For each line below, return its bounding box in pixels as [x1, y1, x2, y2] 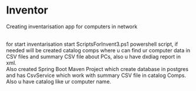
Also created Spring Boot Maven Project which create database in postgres [6, 65, 189, 72]
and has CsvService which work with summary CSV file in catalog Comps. [6, 72, 187, 79]
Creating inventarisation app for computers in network [6, 23, 138, 30]
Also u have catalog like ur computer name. [6, 77, 112, 85]
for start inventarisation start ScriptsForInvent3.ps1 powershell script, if [6, 41, 178, 48]
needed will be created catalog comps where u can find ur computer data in [6, 46, 190, 53]
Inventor [6, 4, 48, 17]
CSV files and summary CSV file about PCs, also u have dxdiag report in [6, 53, 181, 60]
